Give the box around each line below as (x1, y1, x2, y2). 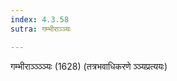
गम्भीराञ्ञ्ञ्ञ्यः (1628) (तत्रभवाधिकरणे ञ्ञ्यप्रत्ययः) (10, 60, 168, 72)
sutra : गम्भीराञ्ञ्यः (10, 24, 72, 34)
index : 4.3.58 (10, 14, 70, 25)
